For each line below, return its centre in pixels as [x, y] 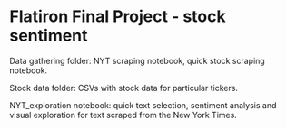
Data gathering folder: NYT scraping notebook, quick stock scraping [137, 60]
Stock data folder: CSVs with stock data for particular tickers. [124, 88]
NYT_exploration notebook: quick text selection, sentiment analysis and [143, 105]
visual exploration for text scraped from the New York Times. [123, 115]
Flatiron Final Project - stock [118, 17]
